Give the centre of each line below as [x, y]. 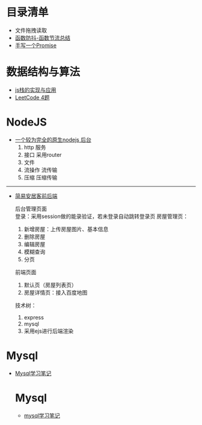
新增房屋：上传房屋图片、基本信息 [66, 229]
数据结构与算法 [43, 72]
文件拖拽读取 [31, 30]
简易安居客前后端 [36, 196]
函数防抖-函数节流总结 [43, 37]
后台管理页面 [31, 208]
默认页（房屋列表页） [50, 285]
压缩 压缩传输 [41, 177]
